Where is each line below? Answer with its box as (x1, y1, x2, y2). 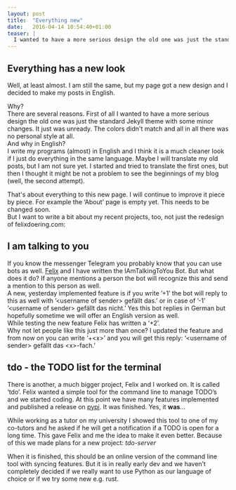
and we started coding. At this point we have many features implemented (7, 395, 219, 404)
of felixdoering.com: (7, 220, 66, 228)
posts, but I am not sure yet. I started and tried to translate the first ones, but (7, 161, 228, 170)
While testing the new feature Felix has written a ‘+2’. (7, 319, 160, 327)
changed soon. (7, 205, 51, 213)
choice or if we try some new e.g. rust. (7, 475, 119, 483)
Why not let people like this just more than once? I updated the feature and (7, 326, 223, 334)
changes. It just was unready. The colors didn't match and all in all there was (7, 124, 229, 133)
